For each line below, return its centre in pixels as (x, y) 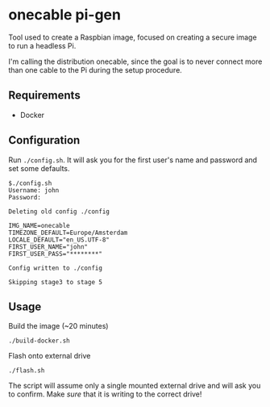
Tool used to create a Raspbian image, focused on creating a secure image (133, 37)
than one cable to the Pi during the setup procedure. (96, 69)
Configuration (44, 140)
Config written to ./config (56, 268)
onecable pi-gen (64, 15)
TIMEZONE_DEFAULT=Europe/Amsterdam (68, 233)
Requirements (44, 96)
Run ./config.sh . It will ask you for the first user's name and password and (133, 160)
